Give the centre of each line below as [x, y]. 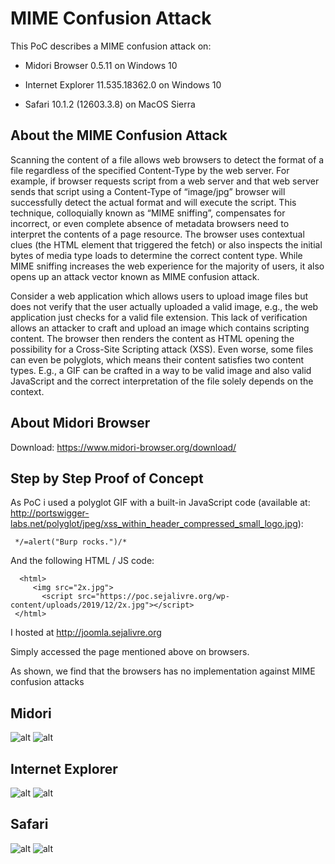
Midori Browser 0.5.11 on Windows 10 [101, 65]
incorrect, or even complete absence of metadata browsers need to [150, 223]
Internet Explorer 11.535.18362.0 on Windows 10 [123, 84]
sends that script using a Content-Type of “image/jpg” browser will [148, 191]
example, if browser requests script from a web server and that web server [165, 181]
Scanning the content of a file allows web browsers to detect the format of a [167, 159]
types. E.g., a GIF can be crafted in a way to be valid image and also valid [161, 370]
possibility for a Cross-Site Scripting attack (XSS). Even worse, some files [162, 349]
